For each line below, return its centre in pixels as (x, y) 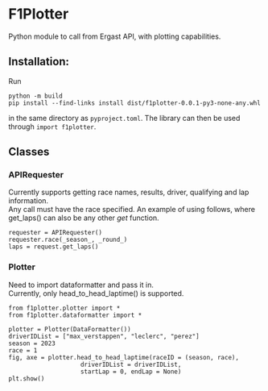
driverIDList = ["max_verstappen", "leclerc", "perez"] (104, 336)
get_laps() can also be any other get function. (84, 218)
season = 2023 (32, 343)
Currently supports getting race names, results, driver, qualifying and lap (129, 192)
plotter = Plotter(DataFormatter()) (70, 329)
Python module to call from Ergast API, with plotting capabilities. (115, 36)
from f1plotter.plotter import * (64, 308)
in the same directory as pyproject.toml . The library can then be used (124, 118)
